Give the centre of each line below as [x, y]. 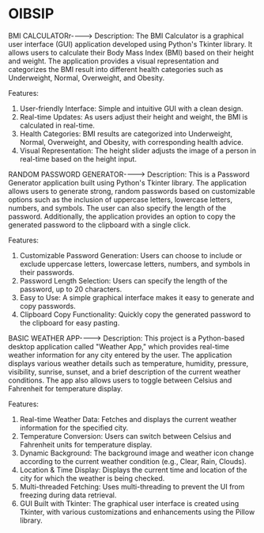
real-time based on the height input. [78, 158]
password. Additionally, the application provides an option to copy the [122, 216]
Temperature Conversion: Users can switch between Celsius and [125, 436]
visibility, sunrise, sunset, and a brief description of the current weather [124, 371]
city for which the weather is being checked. [92, 478]
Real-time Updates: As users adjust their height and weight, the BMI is [134, 116]
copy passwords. [48, 306]
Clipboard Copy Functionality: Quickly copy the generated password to [135, 314]
